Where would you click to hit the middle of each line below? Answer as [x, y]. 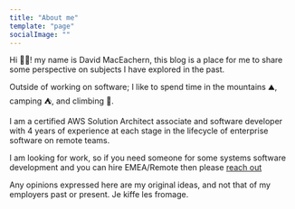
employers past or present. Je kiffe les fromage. [99, 195]
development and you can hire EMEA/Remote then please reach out [136, 168]
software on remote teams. [60, 141]
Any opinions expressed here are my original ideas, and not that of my [140, 185]
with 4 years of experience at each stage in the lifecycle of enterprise [139, 131]
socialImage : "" [40, 34]
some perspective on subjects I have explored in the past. [117, 69]
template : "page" [42, 26]
